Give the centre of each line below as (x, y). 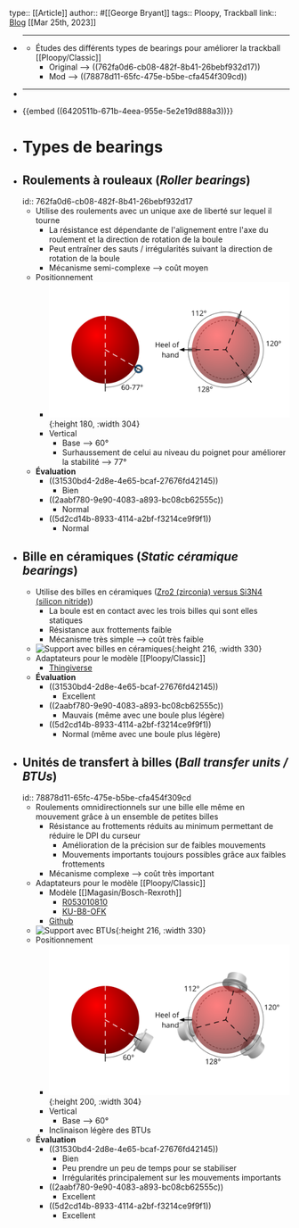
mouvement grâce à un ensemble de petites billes (127, 817)
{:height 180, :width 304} (94, 424)
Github (61, 921)
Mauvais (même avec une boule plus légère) (143, 715)
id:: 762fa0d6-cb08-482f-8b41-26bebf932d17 (107, 201)
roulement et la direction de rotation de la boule (136, 239)
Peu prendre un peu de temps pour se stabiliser (149, 1168)
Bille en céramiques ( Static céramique (130, 556)
